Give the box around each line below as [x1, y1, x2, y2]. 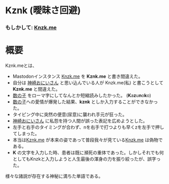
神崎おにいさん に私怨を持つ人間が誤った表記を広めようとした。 [12, 118, 148, 124]
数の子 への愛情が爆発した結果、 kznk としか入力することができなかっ [12, 99, 158, 105]
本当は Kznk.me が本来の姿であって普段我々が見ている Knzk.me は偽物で [12, 137, 163, 143]
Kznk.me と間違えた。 [12, 86, 60, 92]
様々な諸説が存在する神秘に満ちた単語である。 [5, 173, 103, 179]
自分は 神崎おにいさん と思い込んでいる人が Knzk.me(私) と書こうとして [12, 80, 164, 86]
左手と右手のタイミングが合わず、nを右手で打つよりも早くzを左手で [12, 124, 156, 130]
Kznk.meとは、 [5, 63, 37, 69]
